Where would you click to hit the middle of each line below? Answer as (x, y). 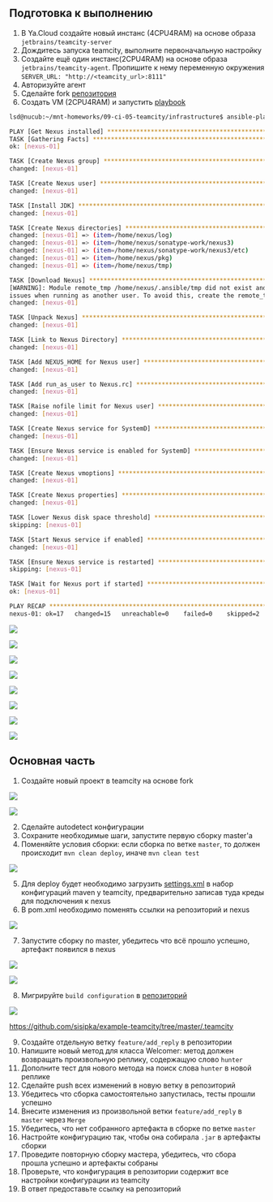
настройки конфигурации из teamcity (85, 1180)
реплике (36, 1076)
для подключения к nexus (66, 901)
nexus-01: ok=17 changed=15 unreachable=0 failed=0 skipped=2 (134, 614)
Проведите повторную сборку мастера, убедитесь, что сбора (128, 1154)
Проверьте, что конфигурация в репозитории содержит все (125, 1171)
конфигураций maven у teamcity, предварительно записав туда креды (143, 892)
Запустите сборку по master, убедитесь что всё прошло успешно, (135, 940)
